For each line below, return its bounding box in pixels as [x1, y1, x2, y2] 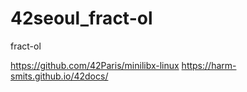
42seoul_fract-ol [10, 7, 153, 30]
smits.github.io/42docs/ [10, 70, 109, 82]
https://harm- [181, 59, 237, 71]
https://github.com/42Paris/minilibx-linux [10, 59, 180, 71]
